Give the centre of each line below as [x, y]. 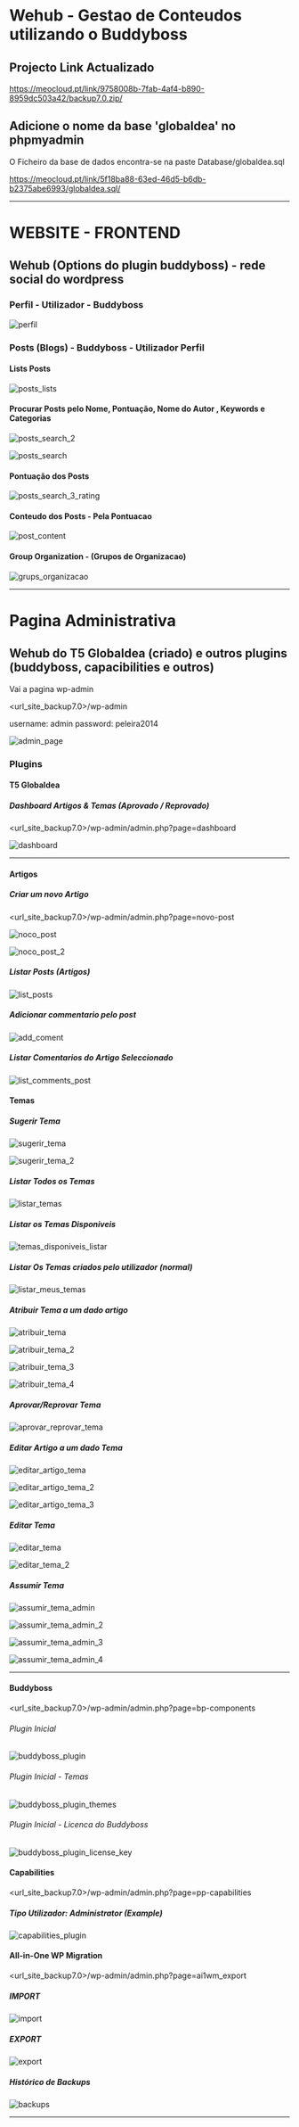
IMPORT [25, 1996]
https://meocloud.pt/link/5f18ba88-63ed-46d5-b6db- [108, 178]
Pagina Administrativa [93, 620]
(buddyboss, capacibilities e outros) [112, 668]
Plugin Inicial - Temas [49, 1777]
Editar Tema [32, 1525]
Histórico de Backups [50, 2082]
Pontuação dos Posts [49, 476]
